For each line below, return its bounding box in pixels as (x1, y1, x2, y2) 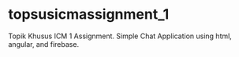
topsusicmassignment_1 (8, 5, 170, 23)
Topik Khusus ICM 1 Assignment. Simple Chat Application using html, (8, 31, 233, 41)
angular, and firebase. (8, 39, 80, 48)
